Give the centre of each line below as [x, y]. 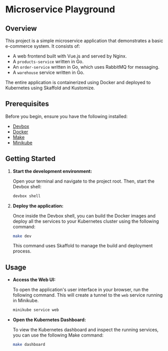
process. [22, 251]
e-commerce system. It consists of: [43, 46]
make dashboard [29, 345]
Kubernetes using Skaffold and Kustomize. [50, 88]
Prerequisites [27, 104]
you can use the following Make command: [58, 335]
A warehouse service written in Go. [48, 72]
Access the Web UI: [34, 280]
